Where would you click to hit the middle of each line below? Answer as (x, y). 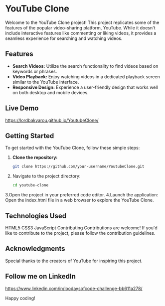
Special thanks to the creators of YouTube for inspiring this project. (74, 261)
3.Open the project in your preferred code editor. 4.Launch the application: (82, 195)
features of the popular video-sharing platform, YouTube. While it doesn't (80, 27)
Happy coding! (20, 298)
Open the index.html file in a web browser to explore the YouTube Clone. (80, 200)
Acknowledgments (35, 249)
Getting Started (30, 136)
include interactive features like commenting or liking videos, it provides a (81, 33)
